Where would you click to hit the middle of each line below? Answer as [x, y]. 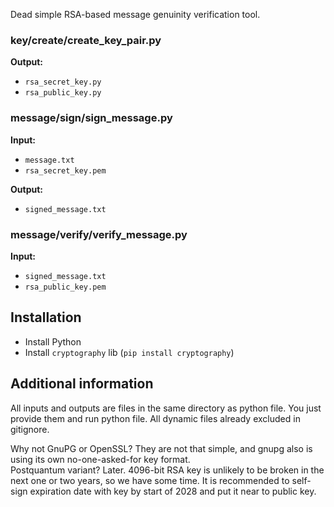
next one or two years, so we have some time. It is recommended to [150, 480]
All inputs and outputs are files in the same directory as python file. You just [166, 408]
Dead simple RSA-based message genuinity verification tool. [135, 14]
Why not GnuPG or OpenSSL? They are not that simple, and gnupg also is [161, 448]
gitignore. [30, 429]
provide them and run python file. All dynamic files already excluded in [155, 418]
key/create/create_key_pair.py [86, 40]
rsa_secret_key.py [63, 82]
